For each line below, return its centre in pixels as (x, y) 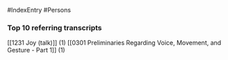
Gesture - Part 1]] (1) (36, 50)
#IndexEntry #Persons (39, 10)
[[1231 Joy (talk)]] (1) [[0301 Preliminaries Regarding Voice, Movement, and (114, 43)
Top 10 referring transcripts (55, 28)
